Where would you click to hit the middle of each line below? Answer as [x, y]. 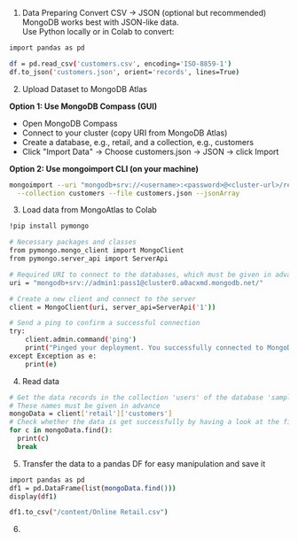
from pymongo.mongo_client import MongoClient [97, 251]
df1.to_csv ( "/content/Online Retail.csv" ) [89, 513]
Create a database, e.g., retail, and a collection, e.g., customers [138, 142]
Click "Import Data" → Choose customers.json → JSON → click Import [150, 151]
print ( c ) [33, 438]
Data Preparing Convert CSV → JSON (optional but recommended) [144, 13]
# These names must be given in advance [85, 406]
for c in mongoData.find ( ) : [61, 430]
